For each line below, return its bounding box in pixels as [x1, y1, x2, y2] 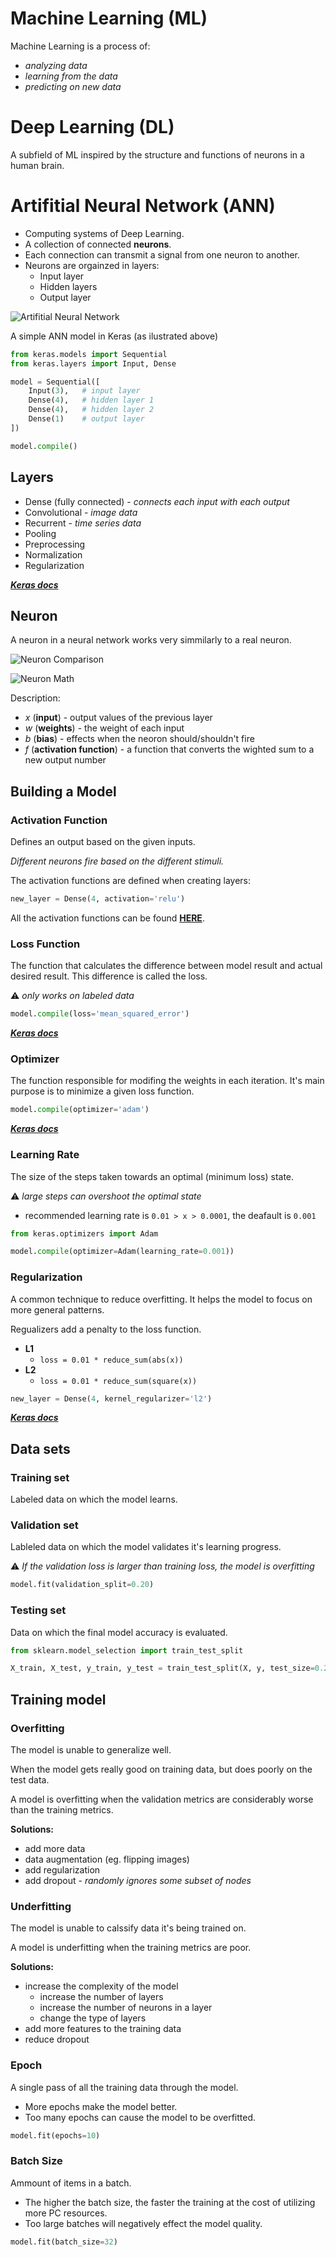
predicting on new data [24, 80, 122, 92]
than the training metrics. [10, 1804, 114, 1816]
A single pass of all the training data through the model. [10, 2081, 239, 2093]
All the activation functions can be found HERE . [10, 912, 205, 924]
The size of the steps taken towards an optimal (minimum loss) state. [10, 1170, 295, 1182]
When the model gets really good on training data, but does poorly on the [10, 1763, 313, 1776]
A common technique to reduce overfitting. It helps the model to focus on [10, 1293, 313, 1305]
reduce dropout [24, 2033, 90, 2046]
